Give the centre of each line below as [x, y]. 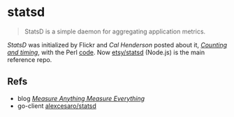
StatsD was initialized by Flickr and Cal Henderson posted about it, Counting [117, 45]
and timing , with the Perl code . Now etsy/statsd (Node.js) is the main [106, 52]
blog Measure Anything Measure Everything [81, 98]
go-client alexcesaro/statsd [57, 106]
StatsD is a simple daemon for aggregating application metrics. [115, 31]
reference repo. [30, 59]
